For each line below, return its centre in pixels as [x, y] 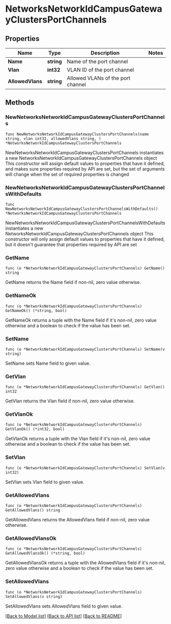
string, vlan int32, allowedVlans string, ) [53, 138]
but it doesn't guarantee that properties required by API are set [71, 244]
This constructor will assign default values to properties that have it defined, [85, 163]
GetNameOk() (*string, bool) [36, 310]
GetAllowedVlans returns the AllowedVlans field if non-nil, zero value [78, 520]
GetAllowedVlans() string [33, 510]
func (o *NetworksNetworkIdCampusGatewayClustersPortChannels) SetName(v [85, 349]
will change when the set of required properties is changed [67, 174]
